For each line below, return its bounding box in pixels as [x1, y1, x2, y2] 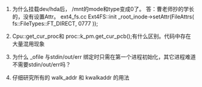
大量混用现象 [12, 40, 45, 47]
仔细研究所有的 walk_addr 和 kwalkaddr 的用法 [12, 74, 130, 81]
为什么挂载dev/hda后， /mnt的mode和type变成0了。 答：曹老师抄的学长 [12, 6, 195, 12]
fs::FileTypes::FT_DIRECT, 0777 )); [12, 20, 99, 27]
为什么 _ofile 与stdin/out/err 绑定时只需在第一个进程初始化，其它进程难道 [12, 53, 196, 60]
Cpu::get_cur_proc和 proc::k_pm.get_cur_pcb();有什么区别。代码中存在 [12, 32, 192, 40]
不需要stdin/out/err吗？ [12, 61, 72, 68]
